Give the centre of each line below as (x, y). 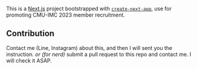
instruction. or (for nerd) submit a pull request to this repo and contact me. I (99, 54)
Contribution (30, 34)
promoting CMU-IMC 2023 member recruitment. (65, 15)
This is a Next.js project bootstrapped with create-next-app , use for (89, 9)
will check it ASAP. (29, 60)
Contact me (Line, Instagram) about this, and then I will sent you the (89, 48)
